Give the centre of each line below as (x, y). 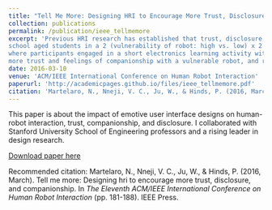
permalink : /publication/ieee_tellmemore (79, 31)
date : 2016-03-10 (38, 69)
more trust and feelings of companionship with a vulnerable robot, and (134, 62)
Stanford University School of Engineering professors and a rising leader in (134, 131)
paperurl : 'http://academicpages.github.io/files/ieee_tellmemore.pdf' (132, 84)
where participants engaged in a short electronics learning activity (130, 54)
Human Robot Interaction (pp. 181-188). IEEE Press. (93, 197)
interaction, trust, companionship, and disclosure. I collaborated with (142, 123)
